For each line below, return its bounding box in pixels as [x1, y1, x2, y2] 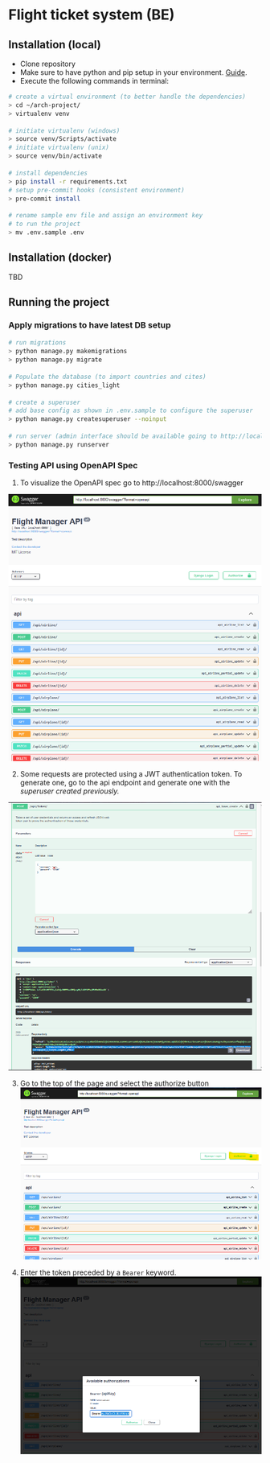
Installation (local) [8, 38, 102, 52]
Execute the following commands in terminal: [19, 76, 170, 85]
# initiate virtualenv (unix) [8, 143, 110, 152]
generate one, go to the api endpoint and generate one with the [19, 778, 231, 788]
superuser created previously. [19, 786, 120, 796]
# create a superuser [8, 398, 81, 406]
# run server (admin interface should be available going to [8, 432, 218, 440]
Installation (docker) [8, 251, 112, 265]
